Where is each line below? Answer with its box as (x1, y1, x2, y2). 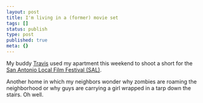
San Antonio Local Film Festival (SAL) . (6, 66, 102, 73)
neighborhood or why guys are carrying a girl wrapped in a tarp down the (6, 84, 191, 91)
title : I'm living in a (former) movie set (6, 15, 119, 21)
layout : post (6, 9, 40, 15)
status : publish (6, 26, 48, 32)
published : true (6, 37, 48, 43)
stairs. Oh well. (6, 91, 44, 98)
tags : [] (6, 20, 29, 26)
